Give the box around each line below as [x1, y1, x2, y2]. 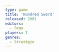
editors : [5, 21, 23, 26]
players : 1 [5, 30, 28, 35]
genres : [5, 35, 21, 40]
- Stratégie [9, 40, 35, 45]
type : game [5, 7, 28, 12]
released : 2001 [5, 16, 37, 21]
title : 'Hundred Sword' [5, 12, 55, 17]
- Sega [9, 26, 23, 31]
